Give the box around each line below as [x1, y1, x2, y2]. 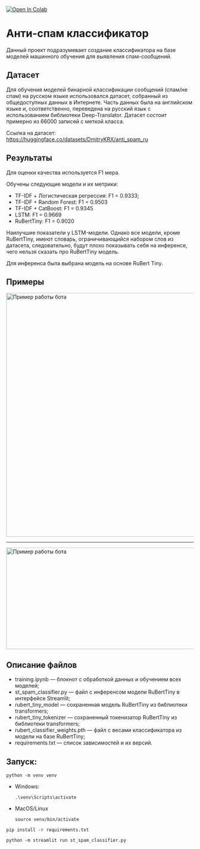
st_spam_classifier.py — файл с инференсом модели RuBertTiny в [14, 688, 180, 695]
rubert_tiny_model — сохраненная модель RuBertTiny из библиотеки [14, 701, 187, 709]
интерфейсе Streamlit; [14, 695, 71, 702]
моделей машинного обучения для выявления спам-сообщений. [6, 53, 172, 60]
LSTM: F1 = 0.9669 [14, 211, 62, 218]
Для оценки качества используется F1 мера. [6, 168, 120, 176]
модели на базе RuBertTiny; [14, 733, 85, 740]
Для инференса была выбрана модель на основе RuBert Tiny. [6, 259, 164, 266]
